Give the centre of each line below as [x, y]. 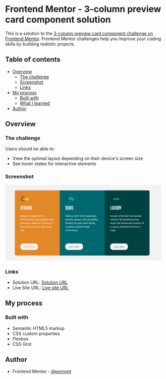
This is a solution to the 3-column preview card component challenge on [79, 33]
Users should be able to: [30, 149]
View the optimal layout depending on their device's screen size [78, 158]
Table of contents [33, 60]
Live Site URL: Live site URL [40, 287]
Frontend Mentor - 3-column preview [83, 9]
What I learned [35, 103]
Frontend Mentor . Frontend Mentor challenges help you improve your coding [83, 39]
